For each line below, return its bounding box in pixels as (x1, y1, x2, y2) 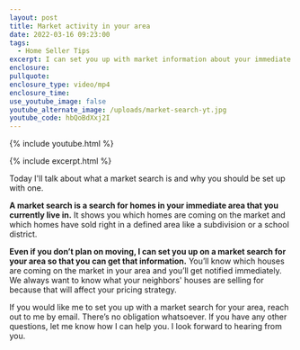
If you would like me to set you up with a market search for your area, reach (9, 302, 289, 313)
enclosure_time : (9, 88, 70, 97)
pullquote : (9, 72, 50, 81)
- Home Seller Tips (17, 47, 91, 56)
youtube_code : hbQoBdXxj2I (9, 113, 110, 122)
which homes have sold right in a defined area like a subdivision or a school (9, 220, 290, 230)
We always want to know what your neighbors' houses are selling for (9, 275, 264, 286)
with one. (9, 183, 44, 193)
